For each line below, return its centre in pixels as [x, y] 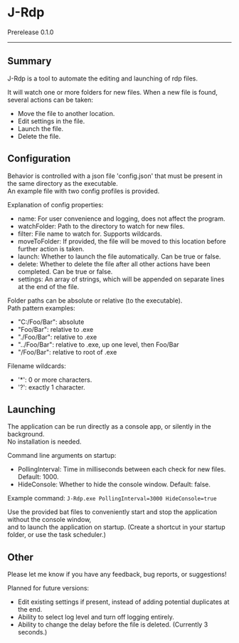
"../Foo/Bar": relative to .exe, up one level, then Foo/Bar [98, 344]
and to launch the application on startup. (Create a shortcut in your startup [116, 527]
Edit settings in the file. [51, 121]
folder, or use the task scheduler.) [57, 535]
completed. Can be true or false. [65, 271]
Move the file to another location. [66, 113]
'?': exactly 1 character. [51, 387]
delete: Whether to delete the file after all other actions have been [114, 263]
